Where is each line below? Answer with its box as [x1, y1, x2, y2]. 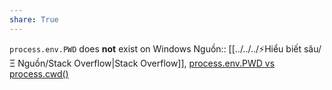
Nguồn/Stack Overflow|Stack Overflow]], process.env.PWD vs [17, 57, 276, 69]
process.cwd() [9, 67, 69, 80]
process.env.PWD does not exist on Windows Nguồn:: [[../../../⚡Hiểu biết [9, 42, 302, 55]
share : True [9, 14, 59, 25]
